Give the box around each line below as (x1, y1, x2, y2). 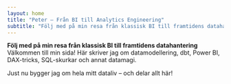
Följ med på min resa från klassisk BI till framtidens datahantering (7, 42, 198, 50)
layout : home (7, 10, 45, 17)
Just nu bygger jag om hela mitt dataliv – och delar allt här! (7, 69, 173, 77)
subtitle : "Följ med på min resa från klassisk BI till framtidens (7, 23, 205, 29)
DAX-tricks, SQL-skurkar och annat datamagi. (7, 56, 137, 64)
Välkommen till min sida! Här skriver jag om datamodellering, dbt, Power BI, (7, 48, 220, 57)
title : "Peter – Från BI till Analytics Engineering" (7, 16, 165, 23)
